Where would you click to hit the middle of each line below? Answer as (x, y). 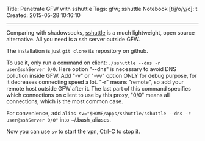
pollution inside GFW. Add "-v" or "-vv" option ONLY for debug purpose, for (102, 76)
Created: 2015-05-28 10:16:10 (44, 15)
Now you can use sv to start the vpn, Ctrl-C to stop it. (73, 131)
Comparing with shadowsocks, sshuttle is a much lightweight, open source (101, 33)
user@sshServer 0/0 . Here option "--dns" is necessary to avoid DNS (92, 69)
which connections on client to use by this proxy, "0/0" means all (88, 95)
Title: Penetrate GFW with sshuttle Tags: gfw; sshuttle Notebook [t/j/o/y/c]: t (102, 9)
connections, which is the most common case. (65, 101)
